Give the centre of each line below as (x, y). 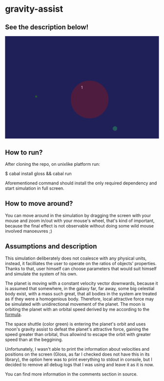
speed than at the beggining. (34, 339)
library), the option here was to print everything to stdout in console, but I (79, 359)
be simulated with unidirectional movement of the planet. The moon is (75, 304)
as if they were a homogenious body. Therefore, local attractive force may (80, 299)
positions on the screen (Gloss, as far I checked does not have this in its (77, 354)
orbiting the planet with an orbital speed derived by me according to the (77, 309)
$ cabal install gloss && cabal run (38, 173)
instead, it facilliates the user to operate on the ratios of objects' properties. (81, 263)
